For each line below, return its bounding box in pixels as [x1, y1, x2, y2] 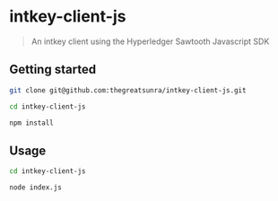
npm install [9, 118, 54, 127]
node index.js [9, 183, 63, 192]
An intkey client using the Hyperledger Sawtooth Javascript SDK [30, 36, 270, 47]
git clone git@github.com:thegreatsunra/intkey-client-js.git [9, 85, 247, 95]
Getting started [9, 62, 97, 77]
